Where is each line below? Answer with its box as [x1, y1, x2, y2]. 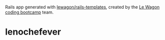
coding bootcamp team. [5, 9, 54, 15]
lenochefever [5, 26, 61, 38]
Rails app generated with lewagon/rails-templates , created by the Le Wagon [5, 4, 160, 10]
